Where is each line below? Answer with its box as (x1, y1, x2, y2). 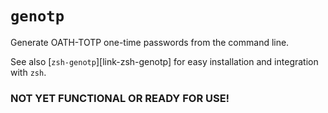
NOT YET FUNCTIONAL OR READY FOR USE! (10, 91, 230, 105)
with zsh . (10, 66, 47, 78)
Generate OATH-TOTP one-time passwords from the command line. (10, 36, 290, 48)
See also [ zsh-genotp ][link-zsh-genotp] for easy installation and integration (10, 55, 319, 67)
